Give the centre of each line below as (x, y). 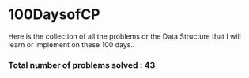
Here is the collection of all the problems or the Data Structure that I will (124, 36)
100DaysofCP (54, 15)
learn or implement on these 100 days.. (72, 44)
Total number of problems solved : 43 (82, 65)
